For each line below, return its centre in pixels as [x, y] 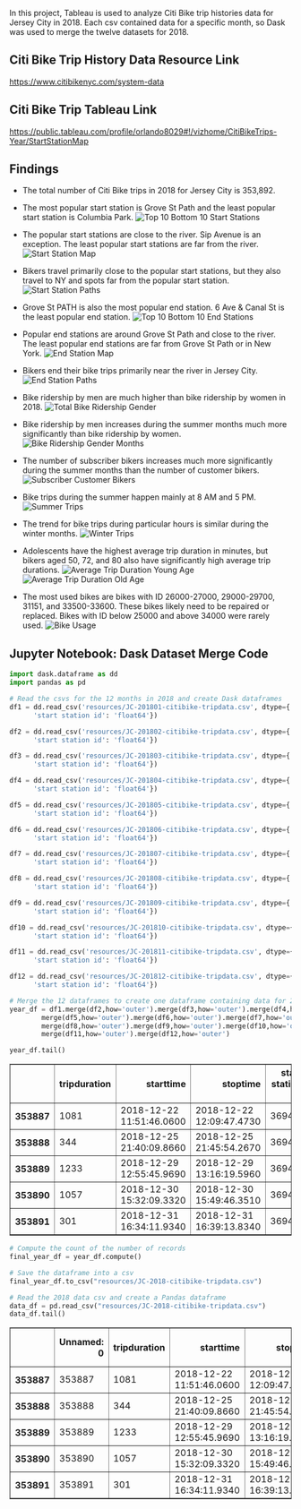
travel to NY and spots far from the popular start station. [126, 280]
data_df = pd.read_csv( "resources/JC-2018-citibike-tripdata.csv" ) [138, 1306]
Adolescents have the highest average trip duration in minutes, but [145, 551]
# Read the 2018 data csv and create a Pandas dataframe [118, 1298]
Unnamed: [82, 1342]
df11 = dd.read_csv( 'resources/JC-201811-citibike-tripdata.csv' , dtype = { [152, 952]
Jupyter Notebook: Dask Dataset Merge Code [139, 653]
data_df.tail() [38, 1314]
